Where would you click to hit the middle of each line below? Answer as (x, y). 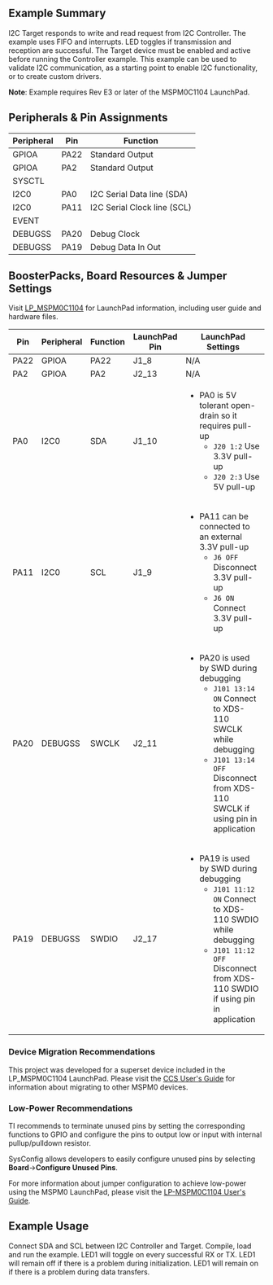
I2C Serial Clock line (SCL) (141, 207)
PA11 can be (224, 516)
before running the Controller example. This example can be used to (123, 59)
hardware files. (33, 317)
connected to (224, 527)
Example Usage (49, 1226)
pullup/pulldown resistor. (50, 1143)
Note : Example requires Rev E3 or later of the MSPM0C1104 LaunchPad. (129, 92)
